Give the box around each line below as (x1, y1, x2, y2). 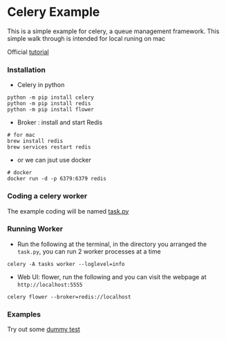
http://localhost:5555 (17, 281, 83, 288)
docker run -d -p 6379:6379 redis (7, 176, 107, 182)
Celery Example (7, 4, 100, 20)
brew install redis (7, 138, 64, 145)
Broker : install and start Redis (17, 118, 103, 126)
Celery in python (17, 81, 65, 89)
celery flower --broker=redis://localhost (7, 293, 131, 301)
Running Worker (7, 224, 64, 234)
